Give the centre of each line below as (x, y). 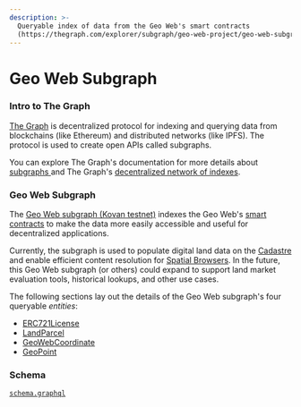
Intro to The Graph (50, 106)
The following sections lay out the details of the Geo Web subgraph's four (146, 297)
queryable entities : (44, 306)
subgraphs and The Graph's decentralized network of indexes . (125, 172)
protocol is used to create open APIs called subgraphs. (111, 145)
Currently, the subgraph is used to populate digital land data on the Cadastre (150, 250)
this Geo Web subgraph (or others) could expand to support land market (142, 270)
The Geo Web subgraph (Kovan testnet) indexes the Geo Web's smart (138, 215)
